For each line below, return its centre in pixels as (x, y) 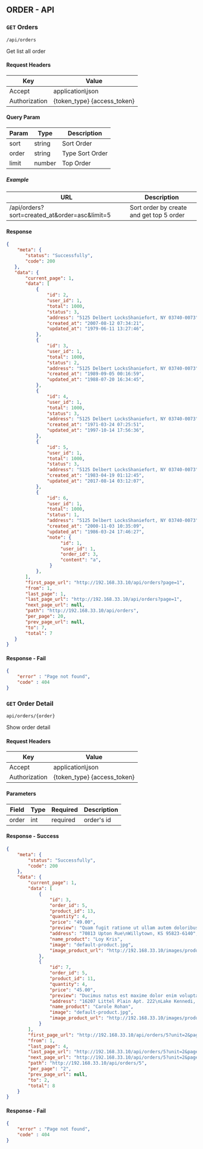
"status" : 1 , (63, 515)
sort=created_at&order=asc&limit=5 (60, 215)
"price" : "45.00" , (72, 990)
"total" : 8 (42, 1086)
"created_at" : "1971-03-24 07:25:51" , (96, 425)
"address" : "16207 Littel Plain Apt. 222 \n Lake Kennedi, (123, 1001)
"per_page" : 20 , (46, 617)
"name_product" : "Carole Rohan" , (92, 1007)
